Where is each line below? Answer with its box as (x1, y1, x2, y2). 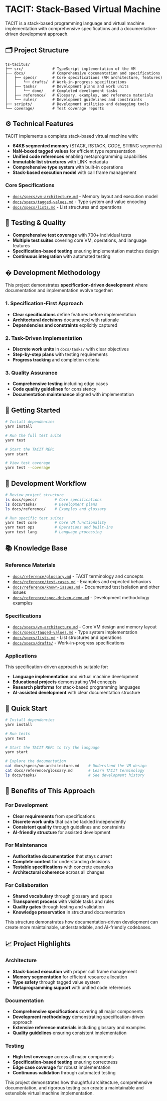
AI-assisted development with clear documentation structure (12, 690, 140, 696)
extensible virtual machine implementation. (5, 1090, 94, 1096)
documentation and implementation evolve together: (5, 288, 114, 294)
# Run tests (5, 731, 30, 736)
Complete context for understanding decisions (12, 858, 110, 864)
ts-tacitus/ (5, 62, 30, 67)
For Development (5, 802, 48, 809)
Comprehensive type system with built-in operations (12, 164, 123, 170)
